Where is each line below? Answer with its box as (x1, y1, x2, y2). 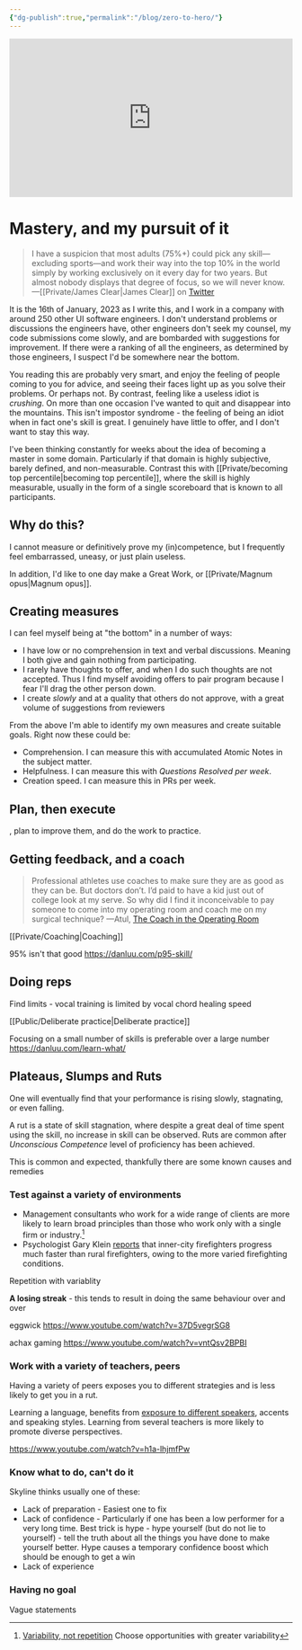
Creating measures (9, 604, 120, 619)
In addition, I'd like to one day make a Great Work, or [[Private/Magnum (9, 568, 273, 579)
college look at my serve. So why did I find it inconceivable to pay (31, 895, 275, 905)
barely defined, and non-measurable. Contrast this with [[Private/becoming (9, 462, 289, 473)
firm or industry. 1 (22, 1227, 85, 1240)
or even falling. (9, 1102, 65, 1113)
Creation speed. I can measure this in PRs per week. (22, 775, 217, 787)
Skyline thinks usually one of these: (9, 1486, 141, 1497)
